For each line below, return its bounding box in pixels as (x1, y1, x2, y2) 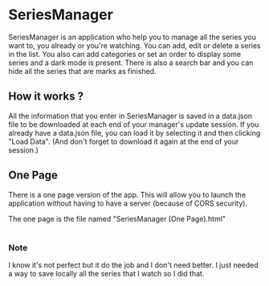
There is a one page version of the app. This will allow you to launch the (8, 190, 247, 199)
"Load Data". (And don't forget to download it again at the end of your (8, 137, 239, 146)
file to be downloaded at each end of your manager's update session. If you (8, 119, 259, 129)
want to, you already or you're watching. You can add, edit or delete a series (8, 40, 261, 50)
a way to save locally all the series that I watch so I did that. (8, 269, 205, 279)
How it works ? (8, 90, 84, 104)
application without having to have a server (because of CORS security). (8, 198, 247, 208)
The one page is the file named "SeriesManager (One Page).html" (8, 214, 226, 223)
